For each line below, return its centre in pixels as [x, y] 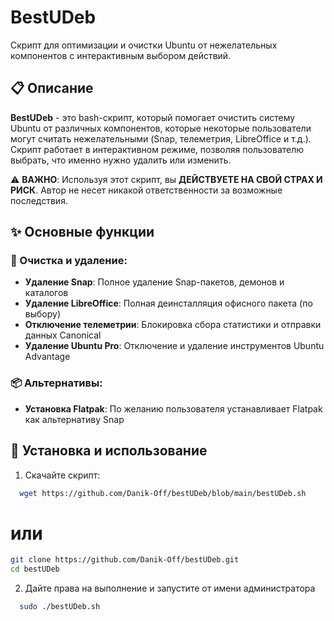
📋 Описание [52, 88]
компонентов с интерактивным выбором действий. [121, 55]
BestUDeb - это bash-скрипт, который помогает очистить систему [153, 117]
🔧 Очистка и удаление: [69, 261]
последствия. [39, 200]
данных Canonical [63, 335]
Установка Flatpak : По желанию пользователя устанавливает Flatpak [173, 408]
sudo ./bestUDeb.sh [60, 607]
